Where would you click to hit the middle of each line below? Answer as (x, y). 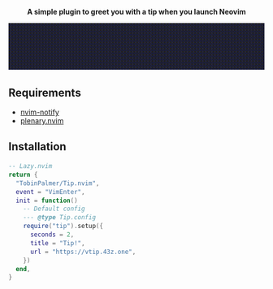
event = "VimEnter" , (50, 192)
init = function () (47, 201)
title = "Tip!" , (57, 243)
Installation (37, 147)
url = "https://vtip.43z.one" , (83, 252)
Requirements (45, 93)
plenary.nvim (42, 121)
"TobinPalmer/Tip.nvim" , (58, 183)
